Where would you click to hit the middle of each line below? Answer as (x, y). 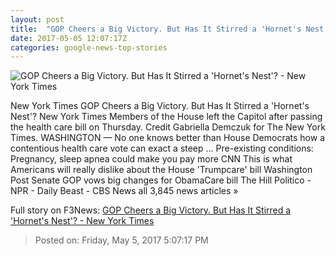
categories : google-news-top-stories (89, 47)
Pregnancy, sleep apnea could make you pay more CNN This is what (151, 159)
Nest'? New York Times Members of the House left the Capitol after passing (166, 117)
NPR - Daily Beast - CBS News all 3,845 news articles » (124, 191)
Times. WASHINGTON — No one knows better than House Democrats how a (167, 138)
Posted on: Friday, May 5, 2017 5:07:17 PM (121, 240)
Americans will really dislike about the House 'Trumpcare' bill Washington (161, 170)
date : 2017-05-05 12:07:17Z (69, 38)
